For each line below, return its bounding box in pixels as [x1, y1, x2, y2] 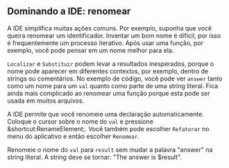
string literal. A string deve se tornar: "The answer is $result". [7, 153, 183, 161]
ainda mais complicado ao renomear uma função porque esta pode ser [7, 89, 210, 97]
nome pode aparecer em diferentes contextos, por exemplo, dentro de [7, 67, 209, 75]
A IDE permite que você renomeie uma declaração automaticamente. [7, 110, 205, 118]
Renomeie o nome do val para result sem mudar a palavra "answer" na [7, 145, 213, 153]
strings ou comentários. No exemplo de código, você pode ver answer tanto [7, 74, 223, 83]
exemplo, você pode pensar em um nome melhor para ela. [7, 46, 174, 54]
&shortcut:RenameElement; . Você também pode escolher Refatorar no [7, 124, 210, 133]
